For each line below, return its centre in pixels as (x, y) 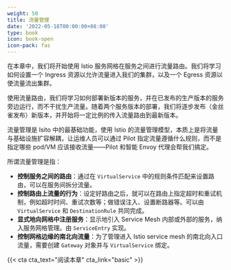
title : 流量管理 (28, 20)
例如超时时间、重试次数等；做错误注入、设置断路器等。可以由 (117, 202)
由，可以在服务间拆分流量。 (56, 185)
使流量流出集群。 (31, 83)
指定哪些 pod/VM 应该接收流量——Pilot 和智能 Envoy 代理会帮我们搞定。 (110, 147)
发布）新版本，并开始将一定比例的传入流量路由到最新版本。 (97, 115)
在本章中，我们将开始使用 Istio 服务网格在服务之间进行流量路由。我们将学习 (114, 66)
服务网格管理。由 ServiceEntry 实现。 (77, 228)
